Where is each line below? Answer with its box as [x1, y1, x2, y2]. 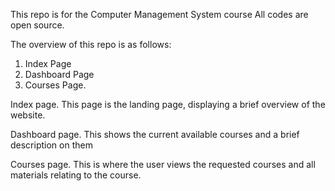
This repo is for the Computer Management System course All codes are [10, 9, 309, 20]
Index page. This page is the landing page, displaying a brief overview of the [10, 99, 326, 110]
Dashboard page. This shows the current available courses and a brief [10, 129, 300, 140]
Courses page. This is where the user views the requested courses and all [10, 159, 316, 170]
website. [10, 109, 46, 121]
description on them [10, 139, 93, 151]
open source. [10, 19, 65, 31]
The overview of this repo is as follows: [10, 39, 172, 50]
